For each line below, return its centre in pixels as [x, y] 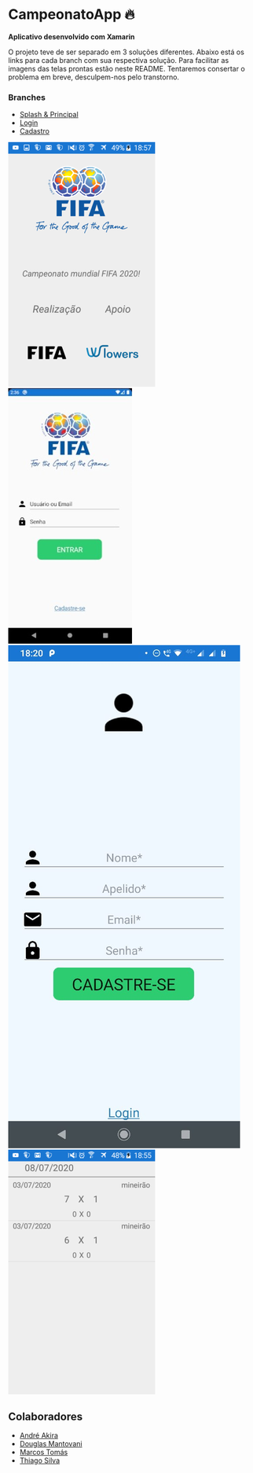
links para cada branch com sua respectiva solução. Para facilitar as [119, 60]
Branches [27, 97]
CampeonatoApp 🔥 [71, 15]
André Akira [39, 1435]
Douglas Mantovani [51, 1444]
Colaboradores [46, 1416]
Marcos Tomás [44, 1453]
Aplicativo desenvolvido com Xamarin [71, 36]
